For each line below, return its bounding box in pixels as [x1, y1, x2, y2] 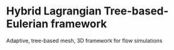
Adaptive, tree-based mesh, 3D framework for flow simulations [6, 37, 163, 44]
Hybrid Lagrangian [6, 4, 102, 18]
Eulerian [6, 17, 49, 31]
